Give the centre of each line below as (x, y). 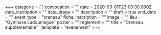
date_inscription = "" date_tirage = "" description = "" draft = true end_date (81, 12)
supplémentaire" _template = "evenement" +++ (53, 27)
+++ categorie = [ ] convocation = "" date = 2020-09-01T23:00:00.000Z (78, 7)
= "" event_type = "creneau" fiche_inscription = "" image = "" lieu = (73, 17)
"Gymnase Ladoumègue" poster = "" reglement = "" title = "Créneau (74, 22)
